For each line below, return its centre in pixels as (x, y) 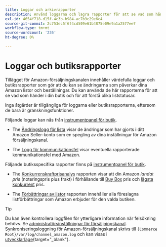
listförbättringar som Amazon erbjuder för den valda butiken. (74, 199)
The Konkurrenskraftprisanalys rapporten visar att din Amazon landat (83, 174)
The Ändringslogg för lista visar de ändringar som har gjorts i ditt (78, 129)
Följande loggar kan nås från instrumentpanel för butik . (61, 120)
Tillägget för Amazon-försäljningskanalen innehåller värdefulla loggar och (80, 80)
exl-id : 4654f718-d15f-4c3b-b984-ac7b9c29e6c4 (54, 19)
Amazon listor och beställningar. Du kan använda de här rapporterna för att (81, 90)
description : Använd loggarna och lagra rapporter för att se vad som (79, 14)
